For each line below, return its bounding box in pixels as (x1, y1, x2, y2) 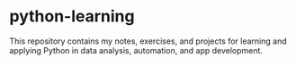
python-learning (9, 6, 135, 27)
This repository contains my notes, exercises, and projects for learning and (9, 36, 287, 46)
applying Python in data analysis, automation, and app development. (9, 45, 264, 55)
